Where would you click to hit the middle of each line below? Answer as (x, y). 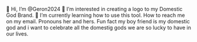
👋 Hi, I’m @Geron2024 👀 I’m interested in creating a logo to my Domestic (94, 9)
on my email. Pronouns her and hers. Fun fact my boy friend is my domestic (98, 21)
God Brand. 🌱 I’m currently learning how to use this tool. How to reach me (96, 15)
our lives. (17, 34)
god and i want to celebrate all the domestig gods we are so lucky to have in (99, 27)
